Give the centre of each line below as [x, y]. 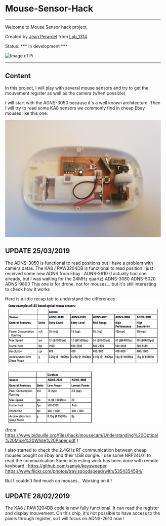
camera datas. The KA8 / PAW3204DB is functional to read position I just [79, 268]
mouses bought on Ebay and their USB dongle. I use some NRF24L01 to [78, 455]
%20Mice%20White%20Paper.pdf [40, 440]
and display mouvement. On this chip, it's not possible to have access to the [83, 513]
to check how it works [28, 289]
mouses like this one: [27, 113]
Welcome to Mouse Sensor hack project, [46, 27]
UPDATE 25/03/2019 [38, 251]
